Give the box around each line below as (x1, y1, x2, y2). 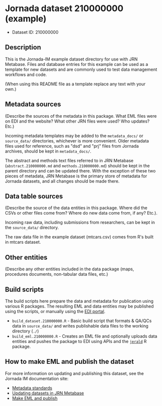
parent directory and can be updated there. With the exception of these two (5, 168, 156, 173)
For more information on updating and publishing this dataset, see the (5, 370, 144, 376)
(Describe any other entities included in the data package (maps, (5, 266, 134, 272)
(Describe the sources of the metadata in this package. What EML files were (5, 113, 157, 119)
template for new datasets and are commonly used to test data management (5, 66, 157, 72)
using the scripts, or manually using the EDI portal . (5, 309, 105, 314)
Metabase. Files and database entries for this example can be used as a (5, 61, 148, 67)
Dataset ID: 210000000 (12, 29, 59, 35)
